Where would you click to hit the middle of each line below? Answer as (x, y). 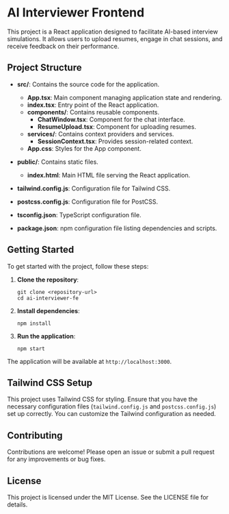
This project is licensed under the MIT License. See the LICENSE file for (108, 497)
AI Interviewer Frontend (76, 13)
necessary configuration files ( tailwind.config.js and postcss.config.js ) (112, 406)
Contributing (35, 436)
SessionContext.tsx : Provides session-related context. (115, 141)
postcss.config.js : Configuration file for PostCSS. (87, 201)
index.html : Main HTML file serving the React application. (109, 175)
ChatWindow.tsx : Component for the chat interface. (111, 119)
